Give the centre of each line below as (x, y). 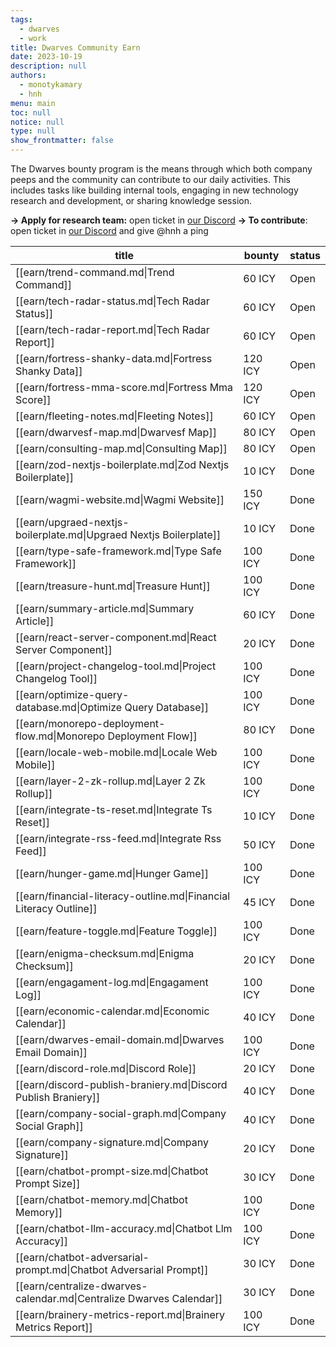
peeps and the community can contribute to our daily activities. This (150, 179)
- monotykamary (51, 85)
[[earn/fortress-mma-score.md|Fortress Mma (124, 387)
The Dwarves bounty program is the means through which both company (161, 169)
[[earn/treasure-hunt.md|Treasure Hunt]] (113, 586)
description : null (48, 66)
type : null (33, 131)
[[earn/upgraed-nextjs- (72, 522)
